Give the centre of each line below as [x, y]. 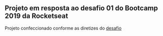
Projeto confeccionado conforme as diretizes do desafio [63, 28]
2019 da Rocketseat [37, 16]
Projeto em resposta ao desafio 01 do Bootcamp [82, 8]
